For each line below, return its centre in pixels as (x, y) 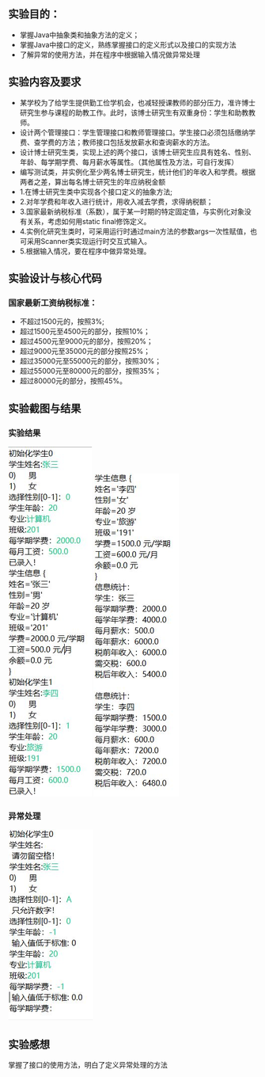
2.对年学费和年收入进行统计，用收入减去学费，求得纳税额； (116, 201)
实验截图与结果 (45, 408)
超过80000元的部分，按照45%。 (73, 381)
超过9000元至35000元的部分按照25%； (85, 352)
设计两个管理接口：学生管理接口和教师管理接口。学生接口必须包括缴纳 (134, 132)
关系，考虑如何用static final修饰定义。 (89, 221)
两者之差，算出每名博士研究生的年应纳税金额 (93, 181)
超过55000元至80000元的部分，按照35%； (91, 371)
